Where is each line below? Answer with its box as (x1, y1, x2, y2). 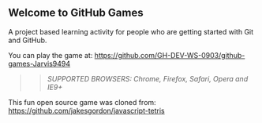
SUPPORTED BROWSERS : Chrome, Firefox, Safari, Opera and (47, 74, 249, 83)
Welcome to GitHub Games (8, 6, 144, 20)
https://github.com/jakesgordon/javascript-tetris (8, 106, 166, 115)
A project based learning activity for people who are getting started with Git (8, 27, 254, 36)
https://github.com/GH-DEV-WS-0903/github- (94, 50, 245, 60)
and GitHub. (8, 35, 47, 45)
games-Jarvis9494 (8, 59, 71, 68)
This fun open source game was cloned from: (8, 97, 156, 107)
